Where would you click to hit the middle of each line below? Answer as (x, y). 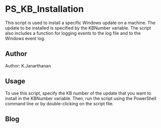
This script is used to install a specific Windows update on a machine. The (80, 23)
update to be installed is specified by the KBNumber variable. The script (78, 28)
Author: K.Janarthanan (28, 65)
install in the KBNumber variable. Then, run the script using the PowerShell (81, 98)
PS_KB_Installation (45, 9)
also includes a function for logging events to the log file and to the (73, 33)
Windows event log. (25, 38)
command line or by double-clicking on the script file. (59, 103)
